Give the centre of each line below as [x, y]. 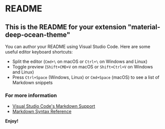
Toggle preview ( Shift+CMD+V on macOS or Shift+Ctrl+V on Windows [82, 67]
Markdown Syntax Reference [42, 112]
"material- [144, 27]
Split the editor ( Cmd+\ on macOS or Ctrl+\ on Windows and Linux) [80, 62]
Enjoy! [12, 121]
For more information [31, 95]
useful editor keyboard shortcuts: [39, 52]
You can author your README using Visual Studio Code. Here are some [78, 47]
